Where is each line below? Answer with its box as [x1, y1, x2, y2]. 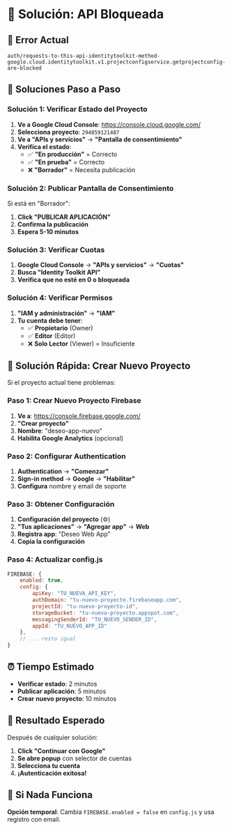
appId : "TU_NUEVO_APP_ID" [32, 622, 108, 629]
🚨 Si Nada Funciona [7, 789, 93, 801]
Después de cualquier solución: [7, 733, 98, 741]
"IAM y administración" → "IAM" [17, 309, 116, 317]
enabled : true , [20, 577, 64, 584]
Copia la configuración [17, 537, 85, 546]
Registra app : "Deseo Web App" [17, 530, 111, 539]
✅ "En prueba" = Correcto [27, 157, 105, 166]
